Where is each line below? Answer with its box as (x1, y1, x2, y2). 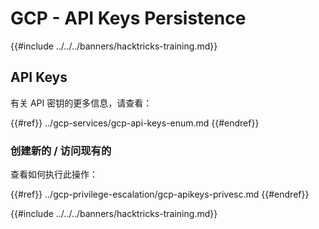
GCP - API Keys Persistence (10, 7, 247, 30)
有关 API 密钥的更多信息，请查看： (10, 97, 153, 109)
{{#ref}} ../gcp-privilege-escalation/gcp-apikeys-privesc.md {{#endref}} (10, 188, 310, 201)
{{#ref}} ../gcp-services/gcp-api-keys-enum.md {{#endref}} (10, 117, 260, 129)
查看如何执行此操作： (10, 168, 98, 181)
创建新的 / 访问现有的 (10, 143, 112, 157)
